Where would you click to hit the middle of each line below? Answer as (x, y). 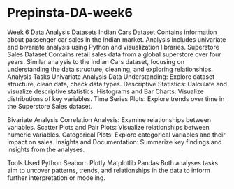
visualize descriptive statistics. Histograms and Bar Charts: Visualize (105, 91)
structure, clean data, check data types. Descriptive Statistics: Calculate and (117, 84)
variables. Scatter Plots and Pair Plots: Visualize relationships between (108, 127)
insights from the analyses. (46, 149)
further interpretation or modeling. (57, 177)
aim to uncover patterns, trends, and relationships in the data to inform (109, 170)
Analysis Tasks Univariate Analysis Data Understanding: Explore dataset (111, 76)
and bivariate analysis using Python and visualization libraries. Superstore (114, 47)
